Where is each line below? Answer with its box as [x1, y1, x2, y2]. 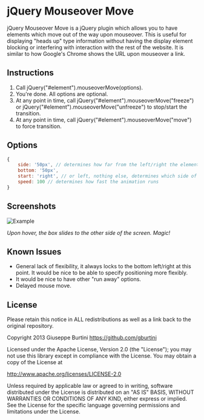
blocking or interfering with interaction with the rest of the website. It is [7, 44, 184, 51]
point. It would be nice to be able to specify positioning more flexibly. [15, 269, 188, 277]
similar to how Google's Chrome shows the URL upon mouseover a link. [7, 50, 185, 57]
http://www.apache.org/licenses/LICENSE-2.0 [7, 370, 122, 378]
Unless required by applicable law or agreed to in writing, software [7, 382, 173, 390]
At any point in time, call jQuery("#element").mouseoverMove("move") [15, 116, 192, 123]
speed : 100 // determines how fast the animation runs [18, 179, 159, 185]
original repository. [7, 322, 54, 330]
